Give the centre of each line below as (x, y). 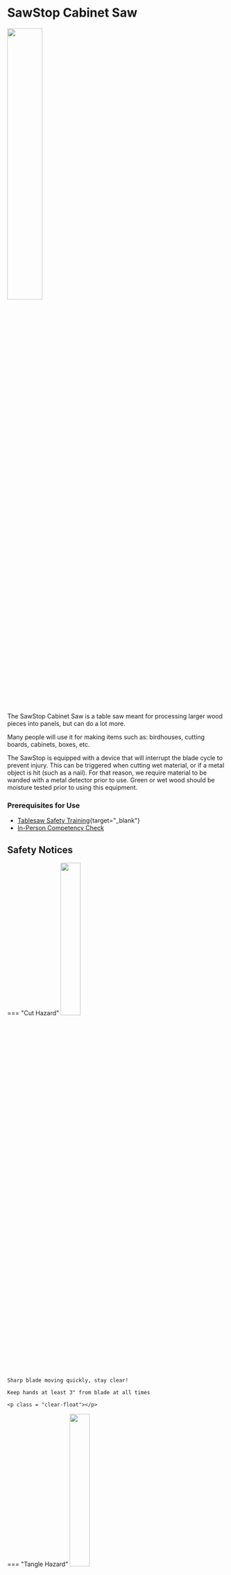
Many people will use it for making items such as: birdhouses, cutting (106, 737)
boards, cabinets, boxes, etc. (49, 744)
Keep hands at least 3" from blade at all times (79, 1393)
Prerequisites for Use (44, 805)
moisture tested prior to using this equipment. (72, 787)
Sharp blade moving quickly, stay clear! (68, 1381)
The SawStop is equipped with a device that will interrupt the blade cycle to (115, 758)
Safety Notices (40, 850)
